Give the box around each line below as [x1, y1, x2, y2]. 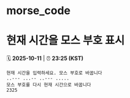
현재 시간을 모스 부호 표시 [6, 34, 125, 48]
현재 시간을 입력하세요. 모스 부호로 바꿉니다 [6, 70, 103, 77]
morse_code [6, 4, 71, 18]
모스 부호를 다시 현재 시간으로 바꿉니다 [6, 82, 92, 88]
